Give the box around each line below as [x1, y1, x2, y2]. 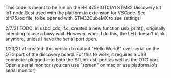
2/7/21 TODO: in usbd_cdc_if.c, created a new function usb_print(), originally [5, 25, 166, 31]
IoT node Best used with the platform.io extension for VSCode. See [5, 10, 146, 16]
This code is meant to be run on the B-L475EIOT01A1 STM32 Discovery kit [5, 5, 162, 10]
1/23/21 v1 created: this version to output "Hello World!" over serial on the [5, 46, 160, 51]
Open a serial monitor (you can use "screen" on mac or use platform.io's [5, 62, 158, 68]
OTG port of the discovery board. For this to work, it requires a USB [5, 51, 147, 57]
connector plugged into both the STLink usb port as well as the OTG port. [5, 57, 160, 63]
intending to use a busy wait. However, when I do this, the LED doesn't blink [5, 31, 165, 36]
